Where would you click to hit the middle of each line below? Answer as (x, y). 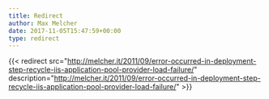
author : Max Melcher (43, 23)
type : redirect (34, 38)
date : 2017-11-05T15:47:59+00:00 (65, 31)
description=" (31, 78)
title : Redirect (36, 16)
